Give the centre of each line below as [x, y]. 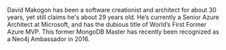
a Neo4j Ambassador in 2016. [48, 39]
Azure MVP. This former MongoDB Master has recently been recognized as [113, 32]
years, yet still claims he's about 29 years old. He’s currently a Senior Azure [113, 17]
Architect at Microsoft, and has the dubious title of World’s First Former [107, 24]
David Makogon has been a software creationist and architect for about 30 [112, 10]
